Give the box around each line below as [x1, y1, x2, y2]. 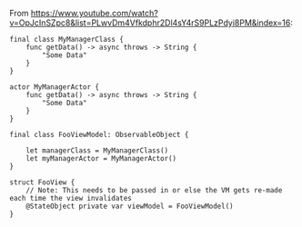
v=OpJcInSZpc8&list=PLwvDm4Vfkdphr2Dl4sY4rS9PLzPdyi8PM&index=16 [9, 17, 291, 28]
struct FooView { [9, 178, 75, 187]
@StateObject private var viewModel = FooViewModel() [25, 202, 234, 211]
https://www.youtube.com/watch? [30, 8, 159, 18]
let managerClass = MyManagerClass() [25, 146, 169, 155]
